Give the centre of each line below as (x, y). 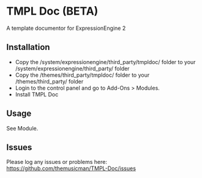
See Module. (22, 128)
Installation (28, 47)
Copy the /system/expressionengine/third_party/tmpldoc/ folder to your (105, 62)
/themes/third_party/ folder (49, 81)
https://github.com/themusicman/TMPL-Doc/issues (71, 168)
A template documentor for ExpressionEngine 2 (66, 28)
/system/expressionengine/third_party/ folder (72, 68)
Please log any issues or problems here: (57, 162)
